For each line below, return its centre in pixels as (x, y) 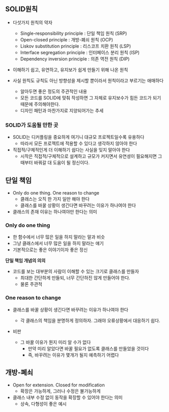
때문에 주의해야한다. (40, 104)
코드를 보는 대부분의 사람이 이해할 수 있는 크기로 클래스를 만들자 (76, 272)
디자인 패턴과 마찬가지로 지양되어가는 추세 (62, 110)
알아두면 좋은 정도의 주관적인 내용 (54, 91)
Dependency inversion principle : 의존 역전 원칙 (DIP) (75, 59)
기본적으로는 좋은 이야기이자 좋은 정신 (50, 250)
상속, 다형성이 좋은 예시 (44, 404)
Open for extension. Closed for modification (59, 385)
